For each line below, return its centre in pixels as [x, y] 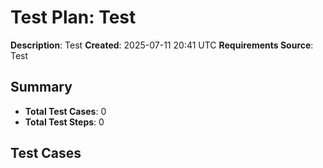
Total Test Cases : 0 [65, 111]
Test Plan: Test [73, 17]
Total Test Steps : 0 [64, 122]
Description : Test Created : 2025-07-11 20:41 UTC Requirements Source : [162, 45]
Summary [41, 87]
